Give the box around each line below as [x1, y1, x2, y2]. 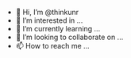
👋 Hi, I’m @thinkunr [15, 8, 79, 16]
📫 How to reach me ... [15, 42, 90, 50]
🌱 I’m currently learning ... [15, 24, 101, 33]
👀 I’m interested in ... [15, 16, 83, 25]
